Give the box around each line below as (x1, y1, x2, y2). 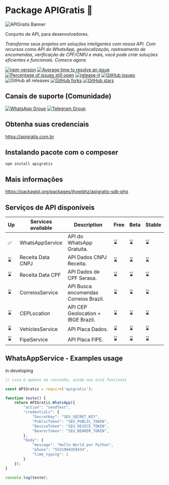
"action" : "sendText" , (23, 405, 71, 410)
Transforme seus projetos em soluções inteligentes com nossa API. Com (5, 40, 156, 47)
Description (73, 222, 103, 228)
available (30, 225, 52, 231)
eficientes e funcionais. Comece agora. (5, 57, 87, 63)
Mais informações (5, 175, 63, 184)
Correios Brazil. (67, 295, 104, 302)
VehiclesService (19, 326, 58, 333)
